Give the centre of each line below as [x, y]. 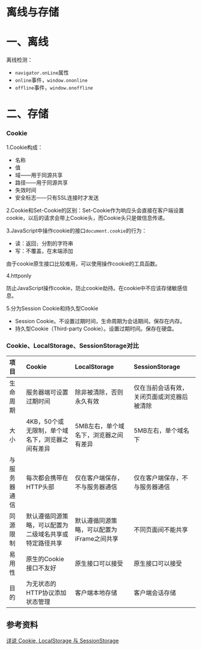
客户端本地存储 [96, 592]
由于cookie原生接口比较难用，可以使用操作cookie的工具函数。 [84, 263]
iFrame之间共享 [96, 538]
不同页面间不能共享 [161, 529]
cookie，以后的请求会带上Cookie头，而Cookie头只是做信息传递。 [87, 217]
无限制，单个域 [47, 430]
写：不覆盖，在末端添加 [44, 251]
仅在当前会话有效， [161, 387]
